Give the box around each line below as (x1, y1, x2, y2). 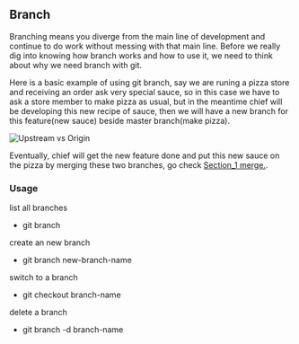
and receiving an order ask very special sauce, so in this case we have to (9, 86, 280, 97)
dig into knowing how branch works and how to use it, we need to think (9, 49, 274, 61)
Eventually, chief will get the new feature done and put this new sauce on (9, 150, 280, 161)
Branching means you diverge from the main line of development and (9, 31, 266, 41)
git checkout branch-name (22, 289, 121, 300)
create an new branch (9, 237, 91, 248)
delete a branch (9, 307, 67, 318)
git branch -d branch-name (22, 324, 124, 335)
